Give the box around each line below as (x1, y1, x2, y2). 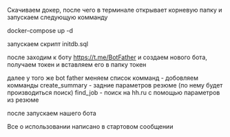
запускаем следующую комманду (7, 13, 108, 21)
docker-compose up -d (7, 27, 74, 34)
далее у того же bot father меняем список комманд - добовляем (7, 74, 198, 82)
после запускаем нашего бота (7, 109, 96, 117)
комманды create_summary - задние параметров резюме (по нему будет (7, 81, 223, 89)
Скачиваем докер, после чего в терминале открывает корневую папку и (7, 6, 222, 14)
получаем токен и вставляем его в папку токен (7, 61, 147, 68)
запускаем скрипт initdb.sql (7, 40, 88, 48)
